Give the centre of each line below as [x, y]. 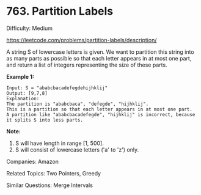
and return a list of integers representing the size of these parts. [87, 65]
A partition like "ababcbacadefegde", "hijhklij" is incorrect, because [101, 114]
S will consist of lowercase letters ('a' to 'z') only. [77, 149]
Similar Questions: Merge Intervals [50, 185]
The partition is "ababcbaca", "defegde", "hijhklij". [78, 104]
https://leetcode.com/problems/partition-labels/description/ [82, 40]
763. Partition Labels [60, 11]
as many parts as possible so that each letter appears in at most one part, [99, 58]
